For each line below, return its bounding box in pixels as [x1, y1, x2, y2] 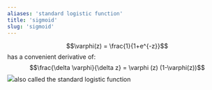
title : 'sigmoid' [7, 17, 58, 24]
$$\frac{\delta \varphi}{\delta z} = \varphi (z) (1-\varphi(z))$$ [29, 64, 206, 72]
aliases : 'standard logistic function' [7, 10, 123, 17]
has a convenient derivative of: [7, 53, 96, 61]
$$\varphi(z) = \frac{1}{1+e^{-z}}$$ [66, 42, 169, 51]
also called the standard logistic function [14, 75, 131, 84]
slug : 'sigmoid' [7, 23, 54, 30]
